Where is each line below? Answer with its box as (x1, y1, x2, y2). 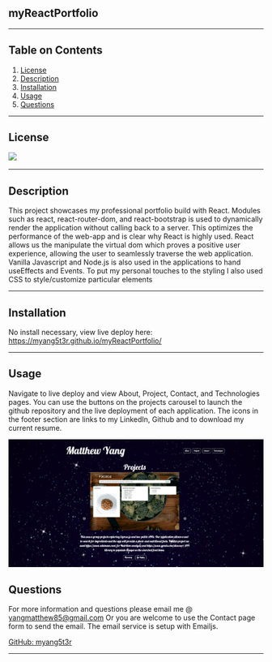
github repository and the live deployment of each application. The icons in (8, 406, 259, 415)
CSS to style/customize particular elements (8, 275, 153, 285)
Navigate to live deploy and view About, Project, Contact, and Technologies (8, 389, 261, 398)
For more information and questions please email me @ (8, 604, 193, 614)
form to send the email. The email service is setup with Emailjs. (8, 621, 219, 631)
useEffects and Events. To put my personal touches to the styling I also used (8, 266, 263, 276)
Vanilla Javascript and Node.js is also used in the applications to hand (8, 257, 241, 267)
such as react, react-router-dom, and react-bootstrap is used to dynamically (8, 214, 263, 224)
